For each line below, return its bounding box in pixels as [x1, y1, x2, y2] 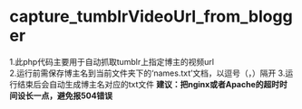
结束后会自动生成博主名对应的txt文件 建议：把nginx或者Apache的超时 [16, 78, 280, 89]
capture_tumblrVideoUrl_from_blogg [9, 6, 293, 27]
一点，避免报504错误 [33, 90, 113, 101]
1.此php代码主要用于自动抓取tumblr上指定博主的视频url [9, 56, 215, 67]
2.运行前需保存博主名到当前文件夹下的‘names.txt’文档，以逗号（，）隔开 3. [9, 68, 286, 78]
